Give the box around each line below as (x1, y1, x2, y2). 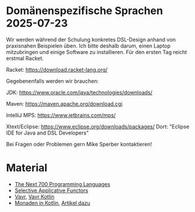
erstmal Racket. (6, 55, 44, 62)
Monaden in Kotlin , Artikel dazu (14, 199, 90, 206)
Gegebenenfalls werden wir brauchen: (6, 78, 99, 85)
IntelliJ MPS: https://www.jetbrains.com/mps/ (6, 112, 116, 119)
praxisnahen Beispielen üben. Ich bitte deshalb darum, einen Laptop (6, 42, 171, 49)
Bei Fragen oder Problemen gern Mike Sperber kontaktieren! (6, 140, 153, 147)
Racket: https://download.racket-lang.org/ (6, 66, 107, 73)
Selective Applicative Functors (14, 187, 89, 194)
